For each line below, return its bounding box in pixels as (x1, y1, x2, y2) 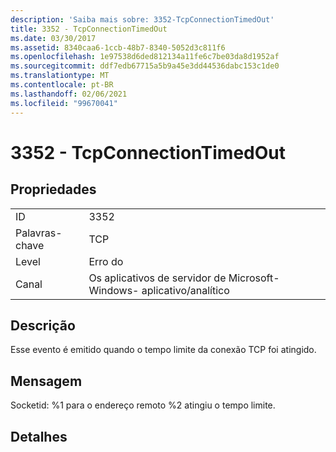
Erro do (88, 254, 124, 268)
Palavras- (15, 226, 63, 240)
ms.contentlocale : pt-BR (10, 80, 114, 90)
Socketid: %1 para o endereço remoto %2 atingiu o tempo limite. (10, 399, 276, 411)
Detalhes (10, 428, 68, 445)
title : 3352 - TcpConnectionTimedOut (10, 24, 168, 34)
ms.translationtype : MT (10, 71, 110, 81)
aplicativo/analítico (141, 283, 230, 297)
